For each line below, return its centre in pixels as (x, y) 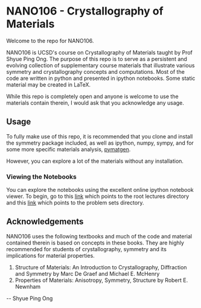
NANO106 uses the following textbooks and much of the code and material (99, 236)
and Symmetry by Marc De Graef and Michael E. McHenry (87, 274)
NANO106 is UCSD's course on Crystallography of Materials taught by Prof (100, 52)
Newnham (28, 286)
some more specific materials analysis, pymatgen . (69, 149)
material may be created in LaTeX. (49, 84)
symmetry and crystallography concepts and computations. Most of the (96, 71)
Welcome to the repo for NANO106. (50, 41)
